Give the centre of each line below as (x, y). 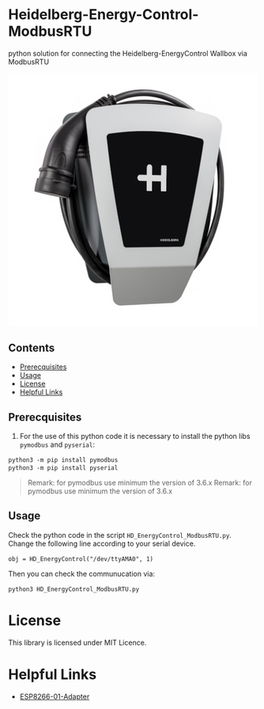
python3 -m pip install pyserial (63, 468)
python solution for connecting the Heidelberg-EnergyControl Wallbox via (128, 53)
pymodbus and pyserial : (57, 444)
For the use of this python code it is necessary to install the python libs (135, 436)
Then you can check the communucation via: (82, 574)
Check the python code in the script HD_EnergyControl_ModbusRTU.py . (120, 535)
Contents (32, 347)
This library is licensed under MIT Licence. (77, 642)
